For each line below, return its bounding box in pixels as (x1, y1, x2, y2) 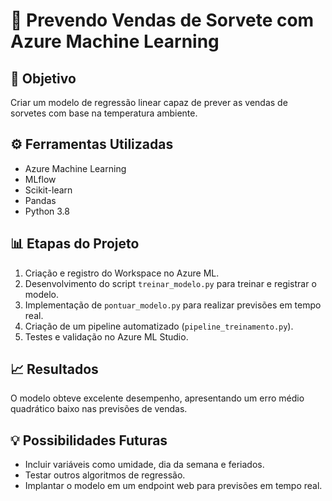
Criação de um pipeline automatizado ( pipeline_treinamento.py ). (24, 320, 294, 332)
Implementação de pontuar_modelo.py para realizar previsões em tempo (24, 299, 322, 311)
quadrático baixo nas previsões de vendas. (10, 403, 188, 415)
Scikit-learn (24, 184, 73, 196)
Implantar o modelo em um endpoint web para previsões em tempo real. (24, 480, 323, 492)
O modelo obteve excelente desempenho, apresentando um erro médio (10, 392, 305, 404)
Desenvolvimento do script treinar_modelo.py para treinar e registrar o (24, 277, 317, 289)
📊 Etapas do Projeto (10, 235, 140, 253)
